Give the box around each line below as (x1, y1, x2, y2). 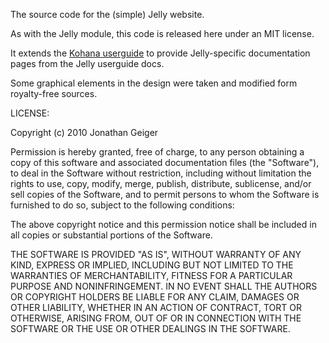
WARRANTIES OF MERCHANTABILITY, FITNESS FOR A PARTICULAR (10, 270, 293, 281)
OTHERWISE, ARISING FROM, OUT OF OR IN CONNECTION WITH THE (10, 312, 302, 324)
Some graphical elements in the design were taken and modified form (10, 77, 298, 89)
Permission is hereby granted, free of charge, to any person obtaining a (10, 146, 305, 158)
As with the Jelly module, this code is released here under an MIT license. (10, 28, 315, 39)
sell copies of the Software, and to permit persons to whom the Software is (10, 189, 320, 200)
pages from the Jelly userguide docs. (10, 58, 165, 69)
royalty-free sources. (10, 88, 98, 99)
